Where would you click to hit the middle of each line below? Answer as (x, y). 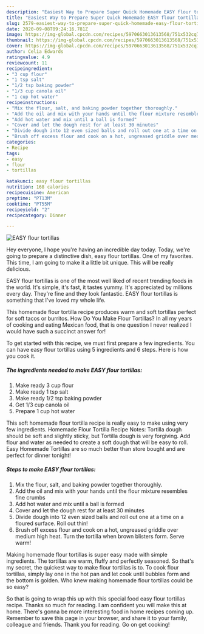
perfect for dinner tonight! (39, 455)
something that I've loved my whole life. (56, 300)
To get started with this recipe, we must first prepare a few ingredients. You (101, 343)
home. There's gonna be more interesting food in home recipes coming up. (100, 611)
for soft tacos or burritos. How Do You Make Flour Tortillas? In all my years (99, 319)
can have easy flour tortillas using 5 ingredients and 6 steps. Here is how (97, 350)
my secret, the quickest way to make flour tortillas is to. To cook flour (93, 568)
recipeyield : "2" (28, 210)
